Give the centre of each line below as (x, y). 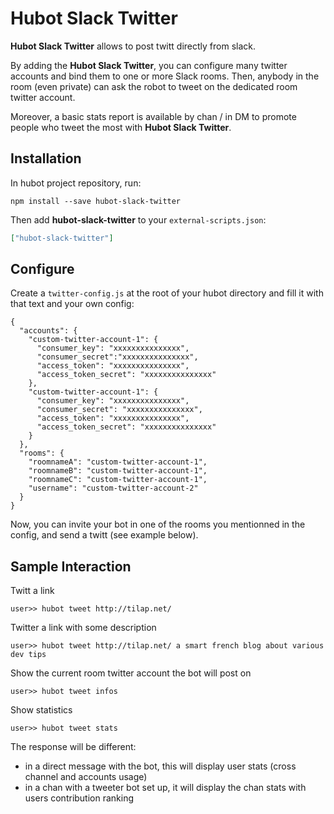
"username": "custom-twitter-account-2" (113, 488)
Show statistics (41, 710)
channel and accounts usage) (86, 777)
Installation (46, 158)
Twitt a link (32, 591)
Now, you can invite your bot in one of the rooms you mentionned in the (158, 524)
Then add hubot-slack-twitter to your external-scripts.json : (138, 219)
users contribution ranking (79, 798)
